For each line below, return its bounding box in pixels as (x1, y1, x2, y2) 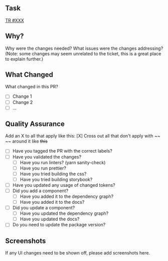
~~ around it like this (5, 138, 48, 145)
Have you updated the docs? (20, 216, 80, 222)
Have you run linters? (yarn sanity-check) (20, 159, 106, 165)
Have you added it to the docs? (20, 199, 85, 205)
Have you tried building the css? (20, 171, 87, 177)
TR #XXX (5, 17, 24, 23)
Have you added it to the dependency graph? (20, 193, 114, 199)
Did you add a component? (12, 188, 69, 194)
